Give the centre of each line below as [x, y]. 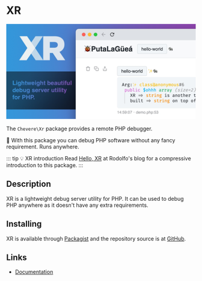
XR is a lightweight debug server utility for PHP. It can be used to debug [95, 198]
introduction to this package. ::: [45, 165]
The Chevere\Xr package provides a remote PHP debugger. [79, 128]
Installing [24, 224]
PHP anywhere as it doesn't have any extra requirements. [77, 205]
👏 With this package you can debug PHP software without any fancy [91, 140]
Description [29, 184]
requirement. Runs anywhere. [43, 147]
